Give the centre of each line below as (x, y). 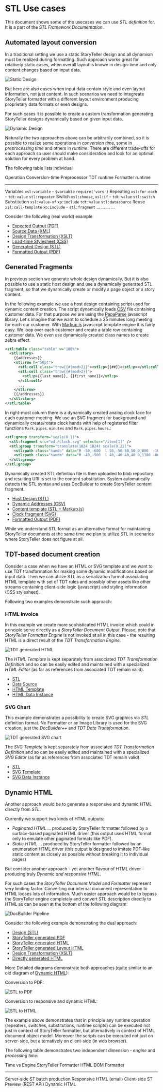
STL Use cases (35, 9)
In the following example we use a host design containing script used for (78, 304)
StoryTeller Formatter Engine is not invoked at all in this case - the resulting (80, 635)
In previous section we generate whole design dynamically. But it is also (77, 279)
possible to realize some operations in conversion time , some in (69, 143)
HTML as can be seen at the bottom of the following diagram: (66, 904)
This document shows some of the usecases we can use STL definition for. (80, 22)
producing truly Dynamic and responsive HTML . (53, 874)
